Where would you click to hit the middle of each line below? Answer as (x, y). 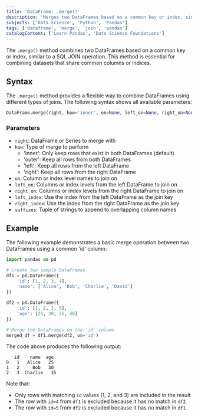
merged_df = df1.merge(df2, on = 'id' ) (52, 335)
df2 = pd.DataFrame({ (33, 303)
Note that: (18, 384)
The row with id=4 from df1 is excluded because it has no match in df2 (100, 401)
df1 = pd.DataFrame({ (33, 276)
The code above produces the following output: (64, 346)
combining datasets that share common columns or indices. (79, 63)
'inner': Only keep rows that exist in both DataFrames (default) (99, 153)
